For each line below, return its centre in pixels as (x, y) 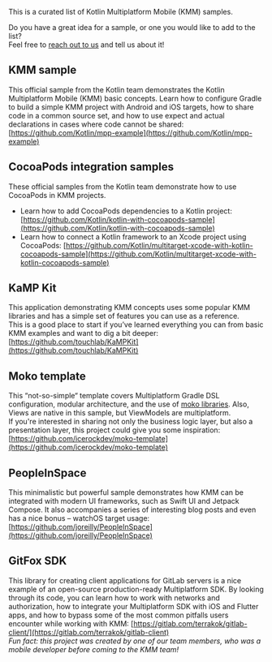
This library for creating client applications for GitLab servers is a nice (125, 580)
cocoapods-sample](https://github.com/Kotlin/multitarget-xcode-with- (138, 254)
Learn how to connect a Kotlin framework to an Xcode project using (133, 236)
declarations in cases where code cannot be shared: (96, 124)
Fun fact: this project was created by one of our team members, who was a (135, 641)
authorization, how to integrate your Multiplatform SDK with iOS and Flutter (134, 606)
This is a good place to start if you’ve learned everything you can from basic (136, 325)
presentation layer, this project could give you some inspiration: (114, 430)
